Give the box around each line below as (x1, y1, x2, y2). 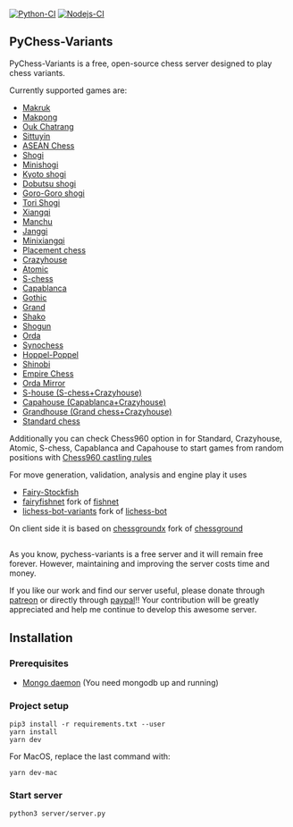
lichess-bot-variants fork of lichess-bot (21, 505, 168, 516)
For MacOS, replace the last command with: (9, 751, 172, 762)
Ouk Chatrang (21, 121, 74, 131)
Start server (9, 789, 63, 802)
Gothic (21, 291, 47, 303)
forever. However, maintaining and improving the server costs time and (9, 559, 270, 570)
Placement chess (21, 244, 87, 255)
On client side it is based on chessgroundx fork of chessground (9, 523, 244, 534)
